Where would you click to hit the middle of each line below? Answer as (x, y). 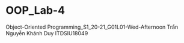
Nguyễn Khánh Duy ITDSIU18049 (47, 33)
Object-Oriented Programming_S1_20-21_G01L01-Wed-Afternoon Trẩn (92, 27)
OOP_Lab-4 (35, 10)
